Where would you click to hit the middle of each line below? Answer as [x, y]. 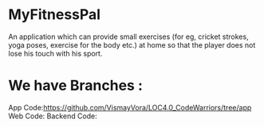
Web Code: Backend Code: [53, 116]
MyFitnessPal [55, 15]
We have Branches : [76, 86]
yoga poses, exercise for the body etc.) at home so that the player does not [132, 44]
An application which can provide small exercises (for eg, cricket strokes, [128, 37]
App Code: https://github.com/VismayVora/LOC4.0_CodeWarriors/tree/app [130, 107]
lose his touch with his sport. [55, 53]
